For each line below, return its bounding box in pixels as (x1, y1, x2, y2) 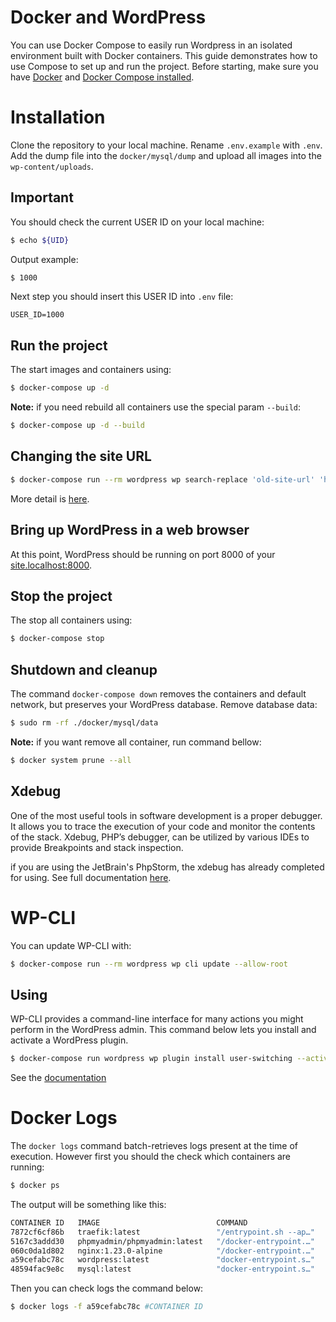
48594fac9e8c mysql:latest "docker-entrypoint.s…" (10, 1264, 315, 1275)
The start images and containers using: (10, 364, 172, 376)
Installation (10, 106, 106, 129)
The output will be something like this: (10, 1198, 167, 1210)
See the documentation (10, 1072, 107, 1084)
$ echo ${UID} (10, 235, 70, 245)
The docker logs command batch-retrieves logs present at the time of (10, 1140, 299, 1151)
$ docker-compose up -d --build (10, 421, 145, 431)
